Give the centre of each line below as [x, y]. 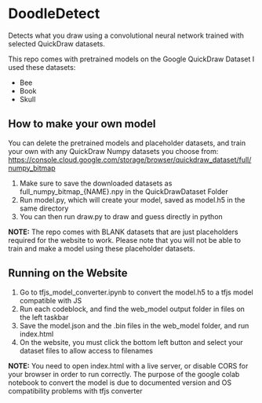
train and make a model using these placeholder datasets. [102, 248]
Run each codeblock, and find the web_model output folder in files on [132, 309]
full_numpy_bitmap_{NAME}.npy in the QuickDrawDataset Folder [124, 191]
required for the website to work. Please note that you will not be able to [125, 240]
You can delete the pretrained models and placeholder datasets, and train [127, 143]
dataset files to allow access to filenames [86, 350]
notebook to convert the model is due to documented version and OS [120, 383]
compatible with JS [51, 300]
